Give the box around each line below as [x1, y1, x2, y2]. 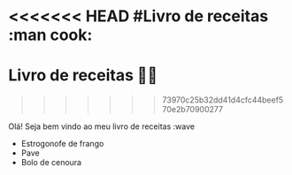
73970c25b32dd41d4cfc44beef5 [162, 95, 284, 105]
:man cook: [8, 25, 93, 45]
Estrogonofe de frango [20, 139, 104, 149]
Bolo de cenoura [20, 157, 81, 168]
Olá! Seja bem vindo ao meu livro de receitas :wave [8, 121, 196, 132]
